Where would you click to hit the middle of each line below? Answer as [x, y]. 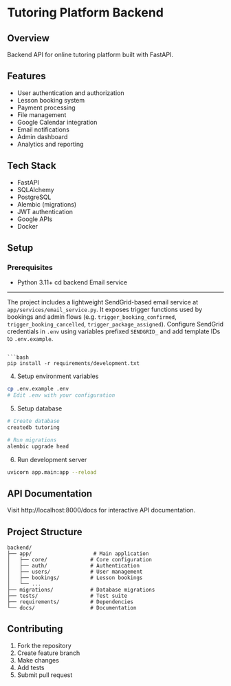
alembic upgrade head [38, 446]
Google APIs [35, 219]
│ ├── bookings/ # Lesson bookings [75, 578]
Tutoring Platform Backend [85, 13]
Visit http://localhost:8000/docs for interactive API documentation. [101, 510]
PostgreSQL [34, 197]
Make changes [38, 660]
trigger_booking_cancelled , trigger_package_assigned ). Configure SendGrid [115, 324]
